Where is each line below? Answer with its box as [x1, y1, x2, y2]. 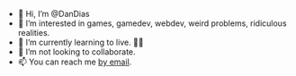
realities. [17, 28, 50, 38]
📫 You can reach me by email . [17, 56, 132, 67]
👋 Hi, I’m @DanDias [17, 9, 90, 19]
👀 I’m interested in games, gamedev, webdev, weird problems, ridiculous [17, 18, 287, 29]
